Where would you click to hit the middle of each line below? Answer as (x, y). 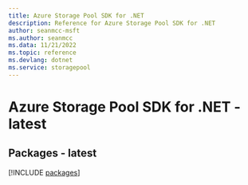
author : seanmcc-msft (44, 30)
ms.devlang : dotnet (41, 61)
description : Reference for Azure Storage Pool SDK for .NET (112, 23)
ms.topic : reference (43, 53)
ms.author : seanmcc (41, 38)
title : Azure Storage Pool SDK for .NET (77, 16)
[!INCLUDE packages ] (44, 172)
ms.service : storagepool (49, 68)
